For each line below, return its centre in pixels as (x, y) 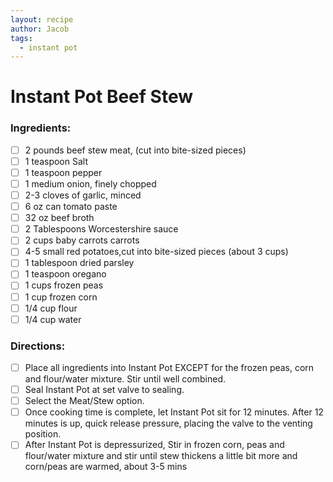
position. (43, 434)
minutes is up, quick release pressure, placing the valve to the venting (168, 423)
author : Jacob (40, 29)
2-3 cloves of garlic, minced (83, 195)
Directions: (38, 346)
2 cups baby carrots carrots (82, 240)
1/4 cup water (53, 319)
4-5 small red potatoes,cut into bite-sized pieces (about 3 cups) (156, 252)
